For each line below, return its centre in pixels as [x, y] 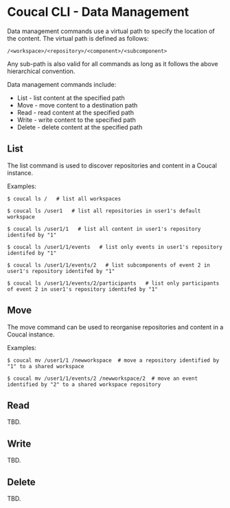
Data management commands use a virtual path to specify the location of [111, 31]
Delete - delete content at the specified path [80, 127]
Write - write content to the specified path [76, 120]
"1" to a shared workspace [46, 366]
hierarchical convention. [41, 71]
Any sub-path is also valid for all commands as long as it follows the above [113, 63]
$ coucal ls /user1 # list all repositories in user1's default [104, 211]
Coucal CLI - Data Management [98, 12]
